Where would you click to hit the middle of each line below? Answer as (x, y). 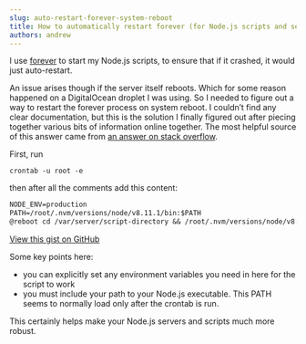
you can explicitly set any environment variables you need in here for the (159, 274)
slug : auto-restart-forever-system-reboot (91, 18)
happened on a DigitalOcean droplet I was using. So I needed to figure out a (152, 98)
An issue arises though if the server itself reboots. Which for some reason (148, 89)
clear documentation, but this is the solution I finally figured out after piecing (153, 117)
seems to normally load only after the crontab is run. (121, 303)
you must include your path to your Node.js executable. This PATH (147, 294)
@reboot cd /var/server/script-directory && (95, 222)
